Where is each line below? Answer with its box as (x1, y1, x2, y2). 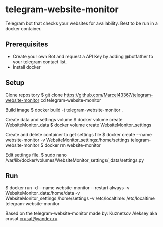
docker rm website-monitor (44, 142, 101, 148)
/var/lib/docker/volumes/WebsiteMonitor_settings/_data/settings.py (5, 157, 144, 163)
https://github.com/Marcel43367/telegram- (64, 92, 153, 98)
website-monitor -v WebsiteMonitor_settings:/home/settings (5, 137, 130, 143)
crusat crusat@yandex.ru (5, 216, 58, 222)
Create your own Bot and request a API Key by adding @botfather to (12, 53, 154, 59)
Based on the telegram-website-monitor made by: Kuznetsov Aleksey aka (5, 210, 157, 216)
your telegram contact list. (12, 59, 67, 65)
